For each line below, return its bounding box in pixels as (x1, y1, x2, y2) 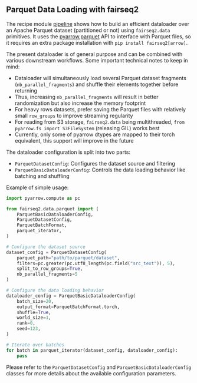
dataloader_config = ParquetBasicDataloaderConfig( (6, 293, 136, 299)
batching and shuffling (14, 172, 70, 179)
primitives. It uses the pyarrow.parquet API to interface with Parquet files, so (6, 32, 191, 40)
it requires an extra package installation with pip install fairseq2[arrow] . (6, 39, 188, 46)
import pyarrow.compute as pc (6, 195, 81, 201)
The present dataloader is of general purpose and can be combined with (6, 50, 183, 58)
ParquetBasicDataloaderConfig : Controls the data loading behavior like (14, 166, 186, 173)
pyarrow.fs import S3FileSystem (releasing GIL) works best (14, 124, 160, 131)
